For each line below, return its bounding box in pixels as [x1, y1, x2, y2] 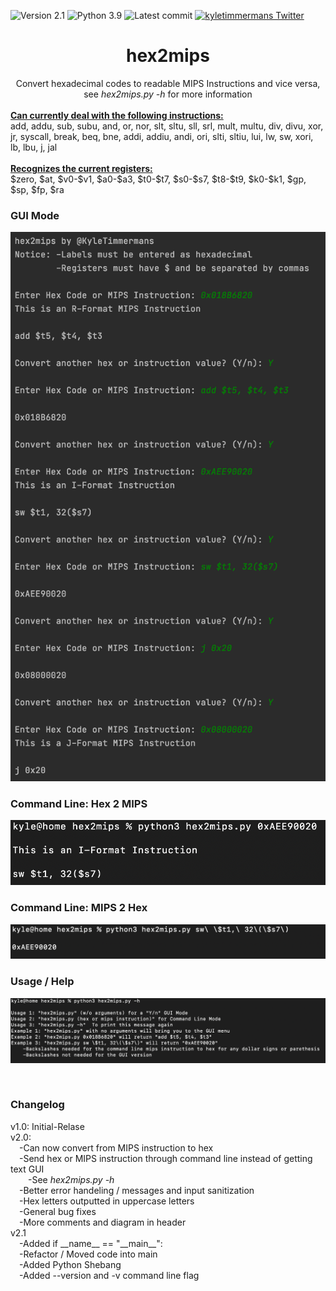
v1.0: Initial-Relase [10, 1120, 85, 1132]
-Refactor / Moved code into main [19, 1248, 158, 1260]
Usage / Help [10, 975, 75, 989]
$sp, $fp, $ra [10, 183, 65, 195]
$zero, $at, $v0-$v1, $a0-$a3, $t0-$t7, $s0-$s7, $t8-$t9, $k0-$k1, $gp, [10, 173, 307, 185]
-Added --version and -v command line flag [19, 1269, 200, 1281]
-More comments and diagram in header [19, 1216, 187, 1228]
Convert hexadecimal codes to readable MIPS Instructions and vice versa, [15, 77, 321, 89]
